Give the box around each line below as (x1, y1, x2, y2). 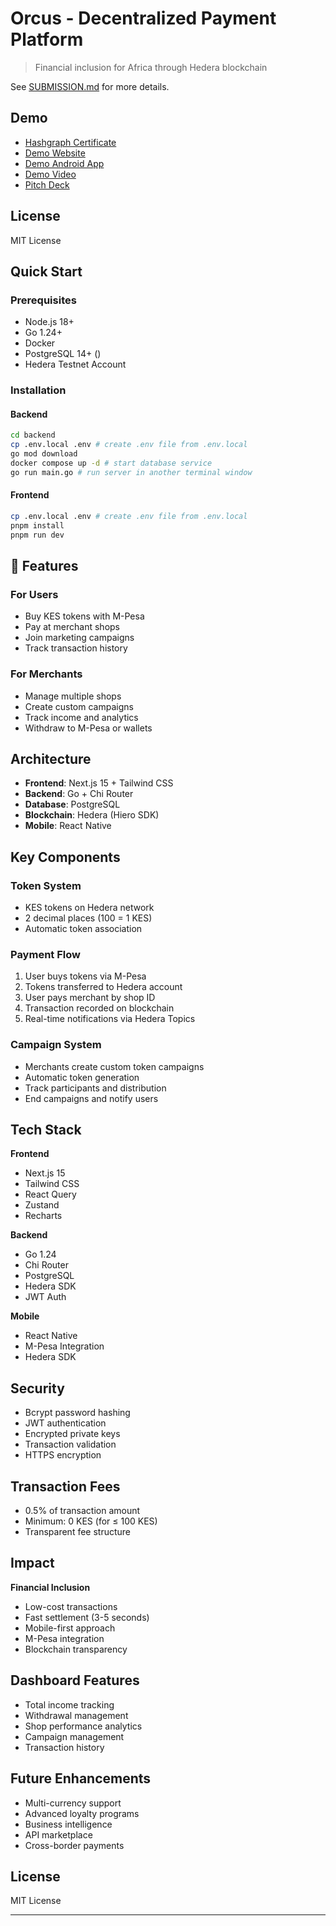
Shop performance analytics (24, 1720, 143, 1732)
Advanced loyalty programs (24, 1807, 140, 1819)
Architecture (10, 750, 92, 767)
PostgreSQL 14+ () (24, 348, 102, 360)
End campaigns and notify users (24, 1092, 159, 1104)
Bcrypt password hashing (24, 1407, 131, 1419)
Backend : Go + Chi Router (24, 788, 134, 800)
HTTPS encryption (24, 1449, 102, 1461)
